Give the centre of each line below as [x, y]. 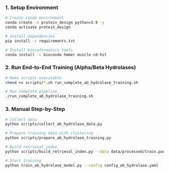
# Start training [23, 160]
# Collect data [21, 119]
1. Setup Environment [32, 8]
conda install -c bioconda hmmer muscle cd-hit [56, 55]
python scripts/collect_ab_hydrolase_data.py [54, 124]
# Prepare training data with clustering [49, 133]
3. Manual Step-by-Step [35, 109]
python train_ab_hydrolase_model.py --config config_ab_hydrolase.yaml [82, 165]
